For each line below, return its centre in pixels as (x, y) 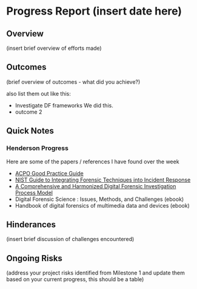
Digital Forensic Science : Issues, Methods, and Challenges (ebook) (99, 199)
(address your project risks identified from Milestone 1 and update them (95, 273)
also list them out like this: (38, 93)
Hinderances (31, 224)
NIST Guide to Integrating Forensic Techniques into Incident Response (103, 180)
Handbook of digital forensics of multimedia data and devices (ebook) (102, 205)
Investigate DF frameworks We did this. (64, 105)
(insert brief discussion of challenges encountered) (70, 239)
